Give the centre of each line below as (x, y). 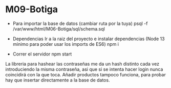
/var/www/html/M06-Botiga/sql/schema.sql (59, 28)
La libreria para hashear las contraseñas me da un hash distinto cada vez (82, 64)
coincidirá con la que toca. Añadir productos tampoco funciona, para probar (86, 74)
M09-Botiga (31, 9)
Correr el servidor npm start (42, 54)
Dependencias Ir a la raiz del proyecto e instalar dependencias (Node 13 (89, 39)
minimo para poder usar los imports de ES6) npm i (66, 44)
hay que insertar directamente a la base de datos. (58, 80)
